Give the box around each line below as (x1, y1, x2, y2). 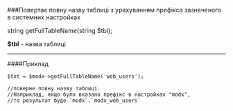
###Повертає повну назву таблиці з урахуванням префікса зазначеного (7, 6, 222, 14)
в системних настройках (7, 13, 81, 21)
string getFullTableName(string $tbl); (7, 27, 113, 34)
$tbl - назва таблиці (7, 40, 66, 48)
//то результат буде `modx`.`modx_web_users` (7, 97, 141, 104)
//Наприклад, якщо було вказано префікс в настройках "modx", (7, 91, 191, 98)
